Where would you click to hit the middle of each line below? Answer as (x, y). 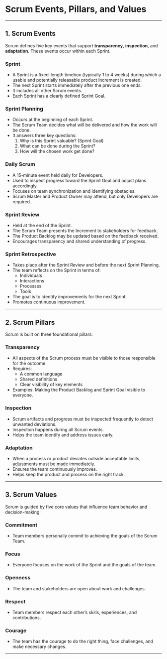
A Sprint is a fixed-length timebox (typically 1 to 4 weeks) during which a (87, 75)
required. (22, 201)
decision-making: (23, 512)
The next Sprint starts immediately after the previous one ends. (77, 85)
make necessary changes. (39, 647)
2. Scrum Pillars (30, 322)
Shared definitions (39, 379)
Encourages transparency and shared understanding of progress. (79, 241)
